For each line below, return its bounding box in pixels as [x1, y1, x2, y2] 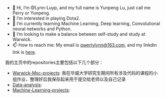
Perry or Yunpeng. [12, 10, 51, 16]
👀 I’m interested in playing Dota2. [12, 15, 81, 21]
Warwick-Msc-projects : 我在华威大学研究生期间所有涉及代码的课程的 [12, 70, 154, 76]
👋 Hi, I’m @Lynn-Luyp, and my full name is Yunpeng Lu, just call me [12, 5, 151, 10]
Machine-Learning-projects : [12, 87, 71, 93]
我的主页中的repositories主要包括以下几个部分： [5, 60, 104, 65]
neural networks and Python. [12, 26, 72, 32]
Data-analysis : [12, 82, 42, 88]
